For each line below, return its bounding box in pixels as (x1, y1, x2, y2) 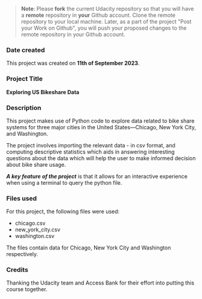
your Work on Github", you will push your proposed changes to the (21, 24, 187, 31)
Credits (6, 266, 28, 274)
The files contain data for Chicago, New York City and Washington (6, 244, 171, 251)
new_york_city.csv (14, 226, 61, 233)
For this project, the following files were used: (6, 208, 120, 215)
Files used (6, 194, 37, 202)
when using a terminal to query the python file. (6, 179, 122, 186)
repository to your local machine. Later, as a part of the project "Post (21, 18, 192, 25)
